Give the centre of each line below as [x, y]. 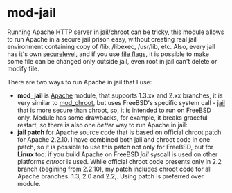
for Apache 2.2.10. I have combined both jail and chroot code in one [114, 139]
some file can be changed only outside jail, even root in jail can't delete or [112, 61]
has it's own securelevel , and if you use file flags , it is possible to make [108, 54]
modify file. [23, 68]
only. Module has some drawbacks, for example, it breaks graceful [112, 117]
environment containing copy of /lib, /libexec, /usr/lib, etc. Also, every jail [111, 46]
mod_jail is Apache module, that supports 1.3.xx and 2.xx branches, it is [120, 95]
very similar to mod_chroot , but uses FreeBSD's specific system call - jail [121, 102]
